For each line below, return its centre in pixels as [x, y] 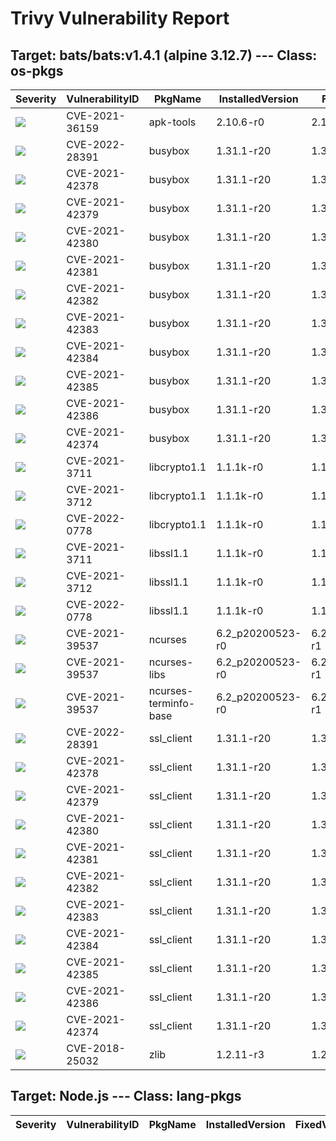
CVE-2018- [96, 1048]
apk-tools [172, 122]
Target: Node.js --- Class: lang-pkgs [126, 1096]
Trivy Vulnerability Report [120, 18]
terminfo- [172, 703]
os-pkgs [37, 70]
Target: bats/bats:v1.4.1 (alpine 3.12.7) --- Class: [164, 55]
